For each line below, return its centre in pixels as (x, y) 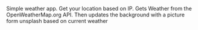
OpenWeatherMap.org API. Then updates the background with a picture (96, 15)
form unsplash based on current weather (57, 21)
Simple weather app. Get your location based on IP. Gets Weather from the (99, 9)
